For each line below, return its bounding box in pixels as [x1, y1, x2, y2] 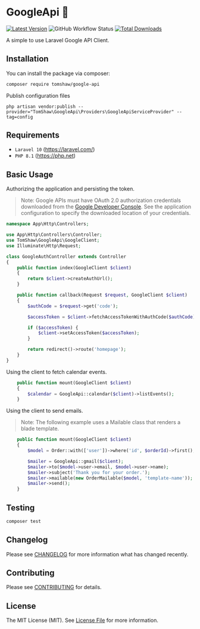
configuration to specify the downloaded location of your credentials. [20, 210, 191, 217]
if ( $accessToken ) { [27, 325, 79, 331]
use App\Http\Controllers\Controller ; [6, 232, 102, 238]
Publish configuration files [6, 92, 70, 99]
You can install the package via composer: [6, 70, 110, 77]
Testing [6, 503, 35, 513]
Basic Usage [6, 169, 54, 179]
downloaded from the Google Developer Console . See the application [20, 203, 192, 210]
